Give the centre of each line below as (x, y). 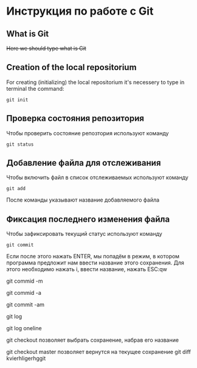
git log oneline (24, 328)
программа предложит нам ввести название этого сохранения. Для (95, 263)
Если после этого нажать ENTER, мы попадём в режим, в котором (93, 257)
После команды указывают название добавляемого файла (83, 200)
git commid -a (24, 293)
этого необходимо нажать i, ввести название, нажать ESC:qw (87, 269)
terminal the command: (35, 88)
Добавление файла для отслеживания (84, 163)
